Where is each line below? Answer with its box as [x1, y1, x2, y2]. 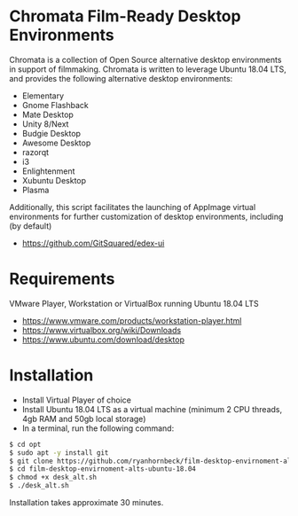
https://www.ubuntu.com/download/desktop [21, 334, 184, 345]
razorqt [21, 146, 50, 157]
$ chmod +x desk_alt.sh [9, 473, 98, 482]
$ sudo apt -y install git [9, 448, 109, 457]
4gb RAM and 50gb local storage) [21, 413, 146, 424]
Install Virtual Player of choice [21, 395, 131, 405]
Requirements [9, 269, 115, 289]
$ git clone [9, 457, 53, 465]
